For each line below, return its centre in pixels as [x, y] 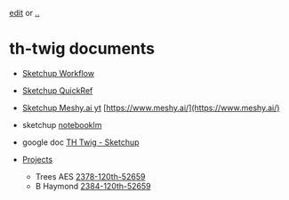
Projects [37, 159]
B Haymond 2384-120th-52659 [93, 186]
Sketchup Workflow [58, 73]
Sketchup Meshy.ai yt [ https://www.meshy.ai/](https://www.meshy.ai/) [151, 108]
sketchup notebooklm [62, 124]
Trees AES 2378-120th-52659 [90, 176]
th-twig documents [82, 49]
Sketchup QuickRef [57, 90]
